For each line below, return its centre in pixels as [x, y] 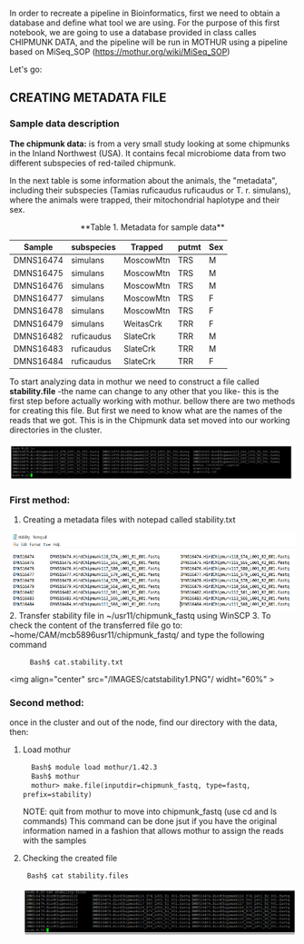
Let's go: [26, 69]
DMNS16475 [38, 273]
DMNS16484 [38, 362]
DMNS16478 [38, 311]
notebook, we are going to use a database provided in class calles [133, 32]
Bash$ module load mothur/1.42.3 [94, 768]
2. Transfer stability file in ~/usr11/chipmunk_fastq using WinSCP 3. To [140, 615]
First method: [40, 500]
